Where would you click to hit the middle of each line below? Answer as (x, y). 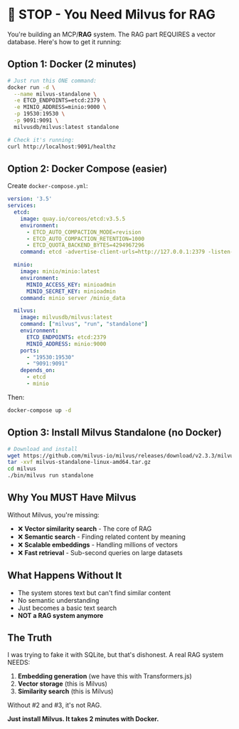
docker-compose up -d (39, 410)
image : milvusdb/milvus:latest (67, 317)
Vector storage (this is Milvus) (63, 684)
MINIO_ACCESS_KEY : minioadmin (71, 284)
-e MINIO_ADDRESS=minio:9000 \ (60, 107)
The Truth (30, 638)
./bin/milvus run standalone (51, 476)
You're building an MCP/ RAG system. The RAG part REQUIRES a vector (111, 34)
